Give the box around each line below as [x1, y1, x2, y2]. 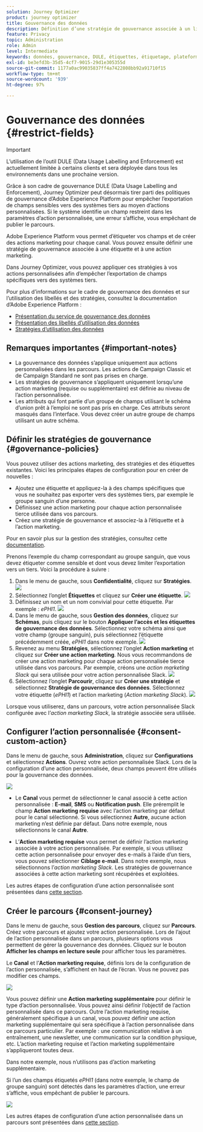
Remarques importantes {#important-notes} [6, 343, 177, 354]
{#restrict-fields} [6, 126, 95, 140]
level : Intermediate [6, 48, 59, 54]
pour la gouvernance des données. [6, 771, 94, 778]
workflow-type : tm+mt [6, 71, 61, 77]
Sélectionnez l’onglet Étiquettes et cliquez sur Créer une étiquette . [14, 592, 183, 599]
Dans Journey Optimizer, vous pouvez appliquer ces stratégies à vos [6, 264, 178, 271]
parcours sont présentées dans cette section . [6, 1119, 120, 1126]
